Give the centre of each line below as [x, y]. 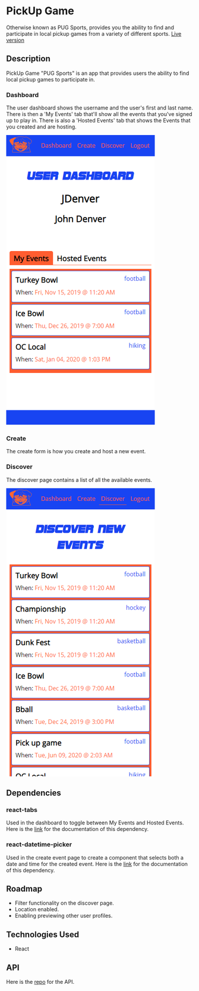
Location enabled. [37, 910]
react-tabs [22, 810]
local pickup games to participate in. [50, 79]
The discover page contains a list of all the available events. [79, 479]
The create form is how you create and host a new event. [76, 451]
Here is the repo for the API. [40, 982]
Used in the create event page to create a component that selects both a [95, 857]
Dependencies [34, 793]
